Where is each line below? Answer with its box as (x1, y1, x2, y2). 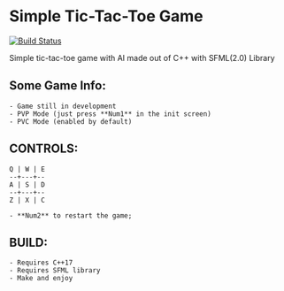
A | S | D (9, 180, 46, 189)
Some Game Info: (9, 78, 106, 94)
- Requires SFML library (9, 266, 101, 275)
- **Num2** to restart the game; (9, 211, 133, 220)
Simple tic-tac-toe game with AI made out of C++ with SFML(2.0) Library (9, 52, 276, 63)
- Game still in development (9, 102, 117, 111)
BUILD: (9, 234, 49, 249)
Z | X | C (9, 195, 46, 204)
